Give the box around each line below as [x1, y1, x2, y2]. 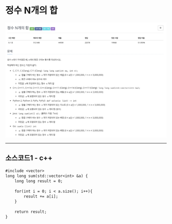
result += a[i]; [24, 194, 58, 199]
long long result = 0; [14, 178, 63, 184]
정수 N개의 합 [5, 5, 58, 16]
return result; [14, 209, 47, 214]
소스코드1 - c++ [5, 154, 53, 163]
